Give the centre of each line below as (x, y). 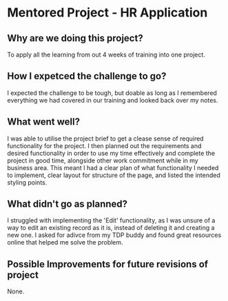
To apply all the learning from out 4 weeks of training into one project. (106, 54)
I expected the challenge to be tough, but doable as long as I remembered (112, 93)
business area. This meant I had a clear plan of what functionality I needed (113, 167)
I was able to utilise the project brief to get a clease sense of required (106, 138)
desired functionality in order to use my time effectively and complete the (111, 153)
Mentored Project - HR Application (107, 13)
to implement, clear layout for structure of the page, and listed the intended (114, 175)
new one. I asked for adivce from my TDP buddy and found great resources (114, 235)
